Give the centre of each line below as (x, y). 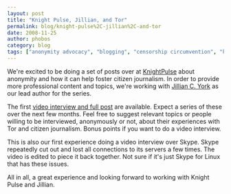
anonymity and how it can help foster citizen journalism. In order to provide (113, 78)
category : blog (29, 45)
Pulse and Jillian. (31, 184)
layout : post (26, 13)
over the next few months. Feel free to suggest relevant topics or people (109, 114)
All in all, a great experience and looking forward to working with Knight (108, 177)
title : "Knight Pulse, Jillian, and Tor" (67, 20)
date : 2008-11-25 (32, 33)
